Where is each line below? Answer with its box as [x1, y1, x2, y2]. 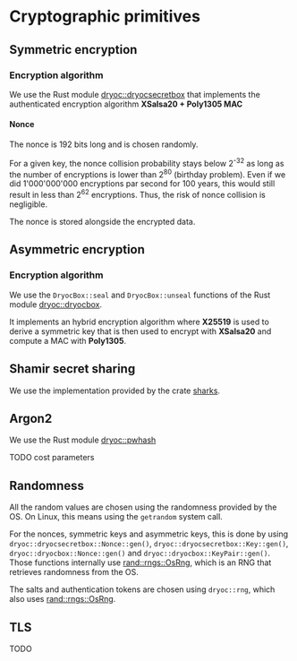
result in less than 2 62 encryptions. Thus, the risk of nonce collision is [9, 188, 266, 201]
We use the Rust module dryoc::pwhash [9, 434, 157, 445]
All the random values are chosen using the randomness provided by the [9, 502, 277, 512]
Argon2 [9, 410, 53, 426]
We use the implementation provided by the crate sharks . [9, 385, 221, 396]
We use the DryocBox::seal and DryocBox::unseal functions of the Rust [9, 289, 271, 300]
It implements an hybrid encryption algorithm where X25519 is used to [9, 316, 270, 327]
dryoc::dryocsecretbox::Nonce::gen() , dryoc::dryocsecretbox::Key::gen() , [9, 538, 289, 549]
